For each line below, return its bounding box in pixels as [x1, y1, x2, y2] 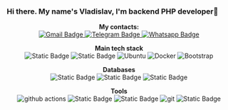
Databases [102, 66, 136, 74]
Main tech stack [94, 44, 144, 53]
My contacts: [98, 23, 140, 31]
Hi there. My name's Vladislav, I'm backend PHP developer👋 [6, 6, 219, 16]
